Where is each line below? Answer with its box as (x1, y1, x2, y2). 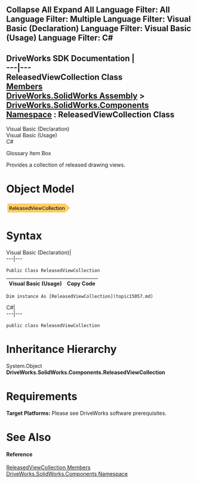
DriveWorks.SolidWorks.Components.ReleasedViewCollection (6, 369, 165, 376)
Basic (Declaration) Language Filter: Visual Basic (6, 23, 192, 34)
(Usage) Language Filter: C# (6, 33, 113, 43)
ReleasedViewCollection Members (6, 464, 91, 471)
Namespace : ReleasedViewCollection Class (6, 109, 175, 119)
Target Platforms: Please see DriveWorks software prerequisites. (6, 409, 167, 416)
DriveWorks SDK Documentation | (6, 53, 135, 64)
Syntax (6, 229, 42, 243)
